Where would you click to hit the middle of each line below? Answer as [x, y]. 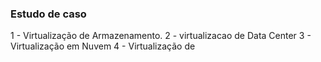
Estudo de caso [48, 14]
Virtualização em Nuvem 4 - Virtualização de [103, 46]
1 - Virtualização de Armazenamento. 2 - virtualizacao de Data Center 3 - [161, 36]
